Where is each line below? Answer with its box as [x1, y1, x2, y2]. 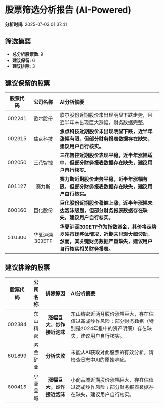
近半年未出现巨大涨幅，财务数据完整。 [59, 119, 148, 126]
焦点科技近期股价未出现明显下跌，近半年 [59, 128, 153, 135]
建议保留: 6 [12, 57, 35, 63]
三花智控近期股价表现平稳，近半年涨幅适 [59, 152, 153, 159]
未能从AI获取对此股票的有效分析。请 [70, 349, 154, 356]
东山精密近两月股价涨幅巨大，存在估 [70, 311, 154, 318]
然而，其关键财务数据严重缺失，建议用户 [59, 238, 153, 245]
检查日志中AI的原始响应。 [70, 356, 129, 363]
